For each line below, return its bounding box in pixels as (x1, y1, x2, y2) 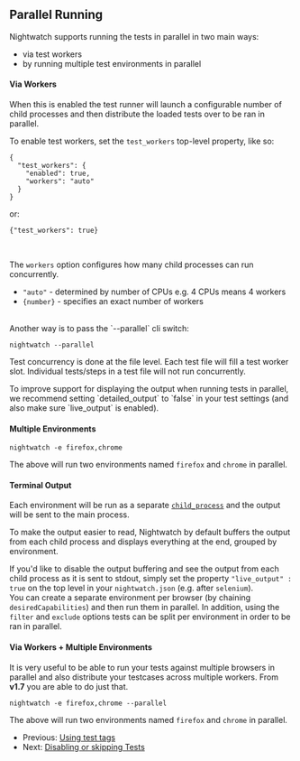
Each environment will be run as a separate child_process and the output (9, 500, 281, 511)
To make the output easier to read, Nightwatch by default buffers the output (9, 527, 291, 538)
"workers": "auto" (25, 177, 95, 186)
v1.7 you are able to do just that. (9, 681, 129, 691)
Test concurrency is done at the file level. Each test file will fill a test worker (9, 357, 289, 367)
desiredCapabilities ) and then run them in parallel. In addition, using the (9, 602, 280, 613)
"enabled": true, (25, 169, 91, 179)
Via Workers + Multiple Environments (9, 642, 153, 653)
